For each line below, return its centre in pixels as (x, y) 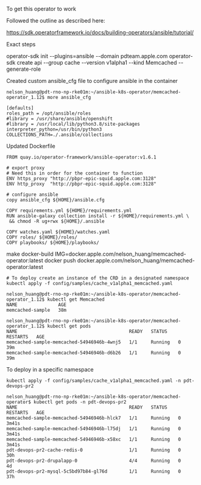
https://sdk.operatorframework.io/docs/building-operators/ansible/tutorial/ (100, 32)
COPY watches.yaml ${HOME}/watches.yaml (58, 232)
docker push (60, 260)
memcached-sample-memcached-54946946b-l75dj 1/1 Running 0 (94, 429)
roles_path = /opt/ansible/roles (49, 113)
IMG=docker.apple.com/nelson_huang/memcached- (120, 254)
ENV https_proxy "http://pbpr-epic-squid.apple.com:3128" (81, 179)
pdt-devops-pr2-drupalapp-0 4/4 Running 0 (94, 461)
